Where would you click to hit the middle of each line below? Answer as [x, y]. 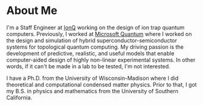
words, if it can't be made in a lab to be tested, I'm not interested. [88, 66]
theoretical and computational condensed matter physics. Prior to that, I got [102, 84]
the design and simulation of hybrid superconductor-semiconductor [92, 40]
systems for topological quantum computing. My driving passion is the [95, 47]
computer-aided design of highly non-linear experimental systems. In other [101, 60]
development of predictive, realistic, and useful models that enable [90, 53]
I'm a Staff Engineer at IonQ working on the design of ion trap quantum [95, 27]
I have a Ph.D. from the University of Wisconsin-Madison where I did [93, 78]
